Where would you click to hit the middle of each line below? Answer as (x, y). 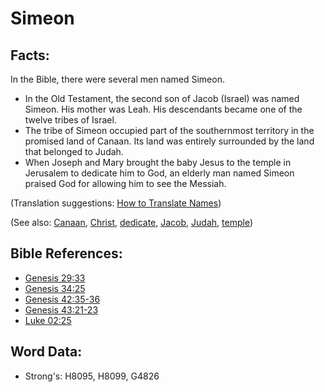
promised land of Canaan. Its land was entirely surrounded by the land (169, 141)
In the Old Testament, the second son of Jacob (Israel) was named (162, 98)
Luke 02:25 (48, 320)
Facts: (30, 55)
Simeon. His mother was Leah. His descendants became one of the (163, 109)
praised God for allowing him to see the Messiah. (125, 183)
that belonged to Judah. (74, 151)
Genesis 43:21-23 (61, 309)
